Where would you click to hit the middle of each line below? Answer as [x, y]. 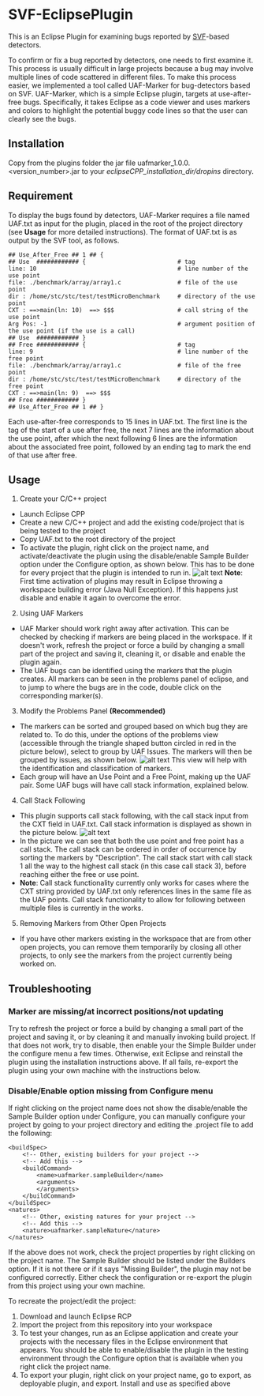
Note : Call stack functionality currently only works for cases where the [134, 883]
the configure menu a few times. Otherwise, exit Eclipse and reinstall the [126, 1054]
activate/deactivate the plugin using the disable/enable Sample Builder [134, 556]
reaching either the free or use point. [79, 875]
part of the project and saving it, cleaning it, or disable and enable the [132, 654]
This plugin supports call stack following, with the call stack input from [134, 816]
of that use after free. [43, 455]
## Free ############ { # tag [102, 344]
